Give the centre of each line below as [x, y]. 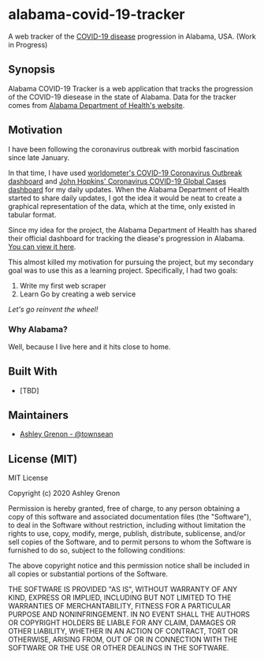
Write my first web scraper [63, 285]
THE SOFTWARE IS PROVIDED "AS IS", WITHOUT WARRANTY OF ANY [123, 590]
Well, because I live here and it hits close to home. [89, 346]
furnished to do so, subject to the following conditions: [97, 550]
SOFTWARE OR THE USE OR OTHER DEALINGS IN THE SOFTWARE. [119, 648]
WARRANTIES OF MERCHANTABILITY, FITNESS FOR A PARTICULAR [119, 606]
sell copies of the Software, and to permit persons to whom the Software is [130, 542]
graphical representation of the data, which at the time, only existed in [122, 206]
